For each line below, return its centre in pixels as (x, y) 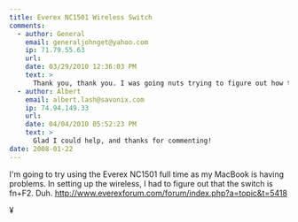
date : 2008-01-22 (41, 149)
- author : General (51, 34)
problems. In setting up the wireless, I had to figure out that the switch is (141, 183)
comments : (27, 26)
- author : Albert (49, 91)
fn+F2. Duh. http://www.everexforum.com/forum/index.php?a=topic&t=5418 (149, 193)
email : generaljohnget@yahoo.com (87, 42)
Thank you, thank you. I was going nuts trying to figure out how (158, 83)
